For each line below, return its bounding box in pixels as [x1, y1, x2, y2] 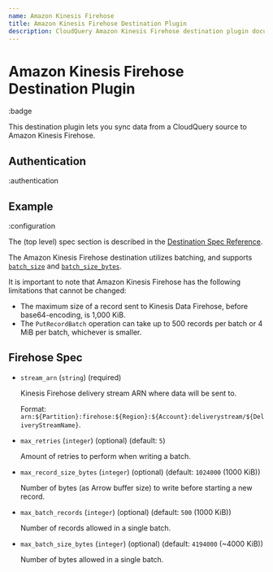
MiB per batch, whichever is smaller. [19, 327, 142, 337]
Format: [19, 404, 47, 413]
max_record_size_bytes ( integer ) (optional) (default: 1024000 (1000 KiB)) [19, 467, 261, 477]
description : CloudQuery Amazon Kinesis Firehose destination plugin [8, 27, 249, 35]
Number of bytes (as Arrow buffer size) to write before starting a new [19, 482, 253, 492]
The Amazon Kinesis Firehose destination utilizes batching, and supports [8, 252, 253, 262]
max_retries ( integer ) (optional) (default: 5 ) [19, 435, 166, 445]
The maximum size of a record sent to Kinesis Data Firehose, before [19, 301, 249, 311]
